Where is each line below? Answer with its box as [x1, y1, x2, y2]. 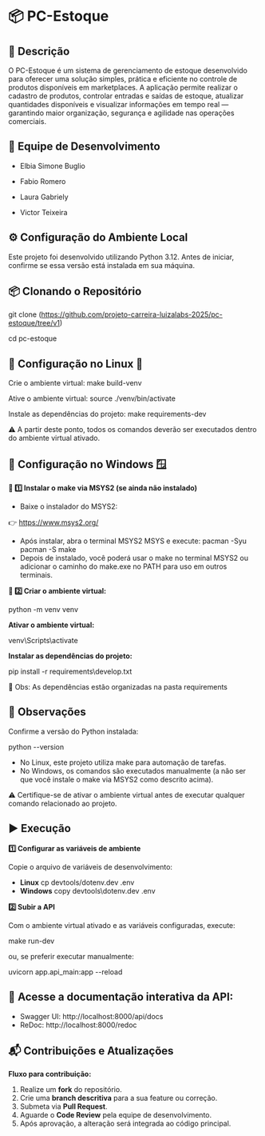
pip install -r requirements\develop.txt [8, 666, 132, 677]
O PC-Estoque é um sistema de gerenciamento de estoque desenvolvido [8, 66, 247, 75]
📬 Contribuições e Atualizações [8, 1044, 174, 1058]
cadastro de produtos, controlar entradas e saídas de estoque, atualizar [8, 91, 244, 101]
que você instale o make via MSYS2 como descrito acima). [19, 774, 214, 784]
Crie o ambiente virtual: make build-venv [8, 378, 142, 388]
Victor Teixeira [19, 207, 68, 217]
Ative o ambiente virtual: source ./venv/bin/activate [8, 394, 176, 403]
